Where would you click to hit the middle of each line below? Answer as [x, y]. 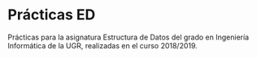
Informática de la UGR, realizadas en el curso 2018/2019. [103, 45]
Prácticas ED [52, 15]
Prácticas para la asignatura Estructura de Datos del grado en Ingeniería [128, 37]
